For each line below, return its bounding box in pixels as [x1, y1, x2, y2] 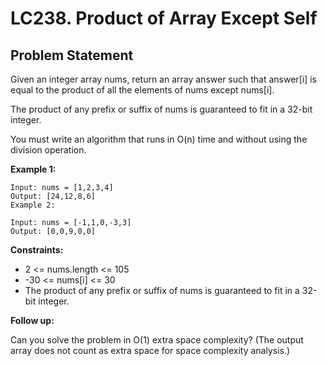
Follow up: [10, 315, 55, 326]
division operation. [10, 144, 87, 156]
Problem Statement [10, 47, 134, 64]
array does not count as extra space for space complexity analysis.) [10, 345, 291, 356]
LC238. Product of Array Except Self [10, 7, 318, 30]
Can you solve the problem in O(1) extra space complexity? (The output [10, 334, 304, 346]
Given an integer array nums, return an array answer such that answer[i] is [10, 73, 317, 85]
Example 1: [10, 163, 57, 175]
